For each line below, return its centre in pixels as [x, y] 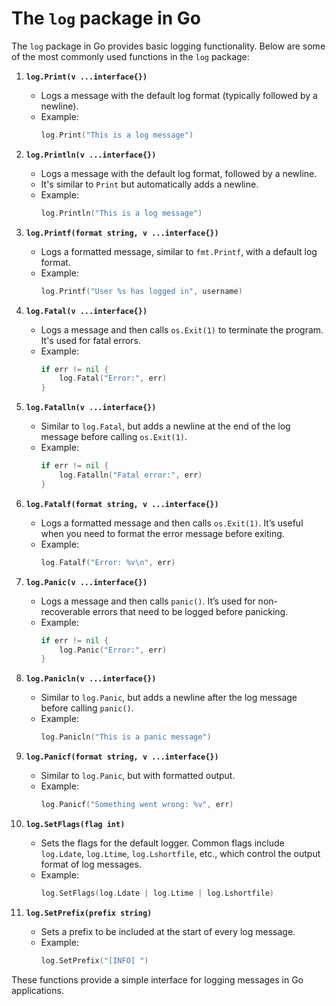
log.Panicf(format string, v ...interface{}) [122, 757]
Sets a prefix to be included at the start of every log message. [168, 931]
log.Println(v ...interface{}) [91, 155]
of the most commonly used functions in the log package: [130, 56]
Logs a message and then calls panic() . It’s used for [148, 601]
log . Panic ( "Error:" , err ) [113, 650]
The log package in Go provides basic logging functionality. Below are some [168, 46]
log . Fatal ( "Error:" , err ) [113, 378]
